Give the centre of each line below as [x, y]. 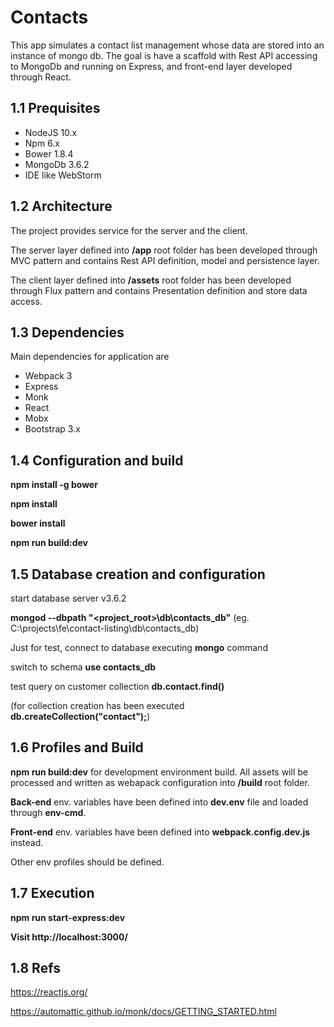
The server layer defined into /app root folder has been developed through [164, 250]
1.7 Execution [52, 893]
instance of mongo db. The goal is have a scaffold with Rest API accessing [164, 55]
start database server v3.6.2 [68, 598]
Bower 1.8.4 [49, 153]
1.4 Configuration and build [97, 460]
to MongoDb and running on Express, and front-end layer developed [151, 66]
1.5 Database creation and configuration [138, 574]
